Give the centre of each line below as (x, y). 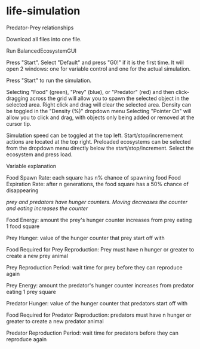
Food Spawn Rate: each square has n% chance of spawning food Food (93, 177)
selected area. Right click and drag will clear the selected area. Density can (99, 104)
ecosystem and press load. (39, 154)
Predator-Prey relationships (40, 28)
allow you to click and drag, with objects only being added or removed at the (100, 117)
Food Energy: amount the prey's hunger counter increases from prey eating (99, 220)
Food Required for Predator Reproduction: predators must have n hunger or (99, 315)
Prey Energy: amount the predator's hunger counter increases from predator (100, 285)
